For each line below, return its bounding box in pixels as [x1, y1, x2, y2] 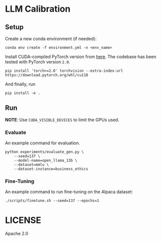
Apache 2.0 [5, 231, 28, 237]
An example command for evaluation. [5, 140, 80, 146]
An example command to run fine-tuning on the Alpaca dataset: [5, 189, 133, 195]
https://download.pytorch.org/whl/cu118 [5, 73, 89, 78]
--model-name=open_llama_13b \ [14, 158, 78, 163]
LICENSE [5, 215, 41, 225]
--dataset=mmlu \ [14, 162, 49, 167]
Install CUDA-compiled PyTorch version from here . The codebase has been [5, 54, 157, 60]
